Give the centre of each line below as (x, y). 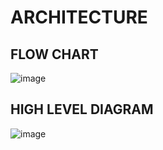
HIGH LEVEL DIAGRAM (82, 109)
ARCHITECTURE (79, 17)
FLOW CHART (54, 54)
